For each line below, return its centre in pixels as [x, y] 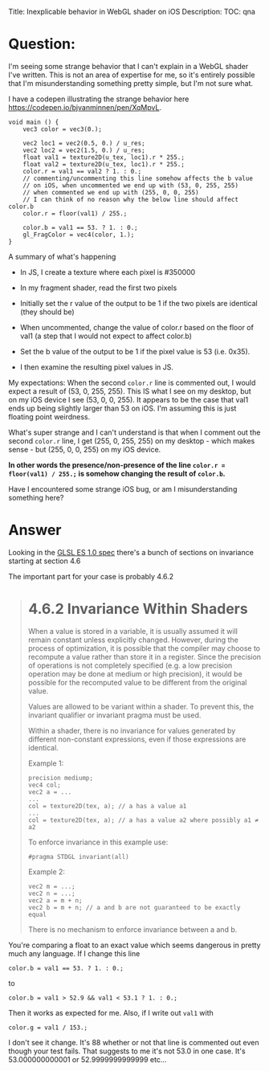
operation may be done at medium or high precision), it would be [135, 673]
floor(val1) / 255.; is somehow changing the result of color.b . [117, 473]
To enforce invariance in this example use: [98, 842]
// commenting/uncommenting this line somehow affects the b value [138, 178]
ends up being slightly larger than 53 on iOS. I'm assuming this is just [122, 408]
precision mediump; [61, 778]
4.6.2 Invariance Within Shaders [138, 609]
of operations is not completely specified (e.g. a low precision [130, 665]
